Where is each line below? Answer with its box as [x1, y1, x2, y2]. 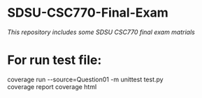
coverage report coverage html [7, 82, 97, 91]
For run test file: [7, 52, 102, 68]
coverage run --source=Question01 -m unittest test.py [7, 75, 164, 83]
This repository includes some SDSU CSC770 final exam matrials [7, 28, 196, 36]
